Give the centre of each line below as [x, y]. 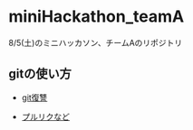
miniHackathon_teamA [96, 17]
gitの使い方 [40, 74]
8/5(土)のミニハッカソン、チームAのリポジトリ [96, 42]
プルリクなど [45, 116]
